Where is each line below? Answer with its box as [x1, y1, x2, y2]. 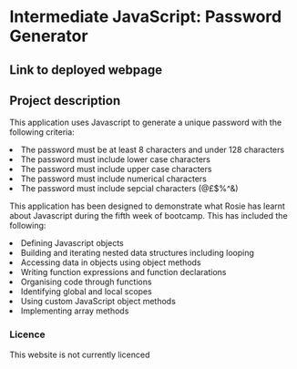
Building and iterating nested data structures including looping [21, 248, 255, 259]
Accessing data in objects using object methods [21, 257, 202, 268]
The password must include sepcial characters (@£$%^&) [21, 183, 239, 194]
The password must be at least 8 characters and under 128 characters [21, 144, 285, 156]
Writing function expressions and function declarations [21, 267, 227, 278]
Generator [9, 26, 88, 46]
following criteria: [9, 127, 75, 138]
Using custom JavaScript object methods [21, 296, 176, 307]
